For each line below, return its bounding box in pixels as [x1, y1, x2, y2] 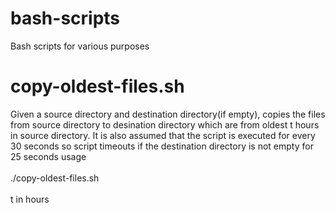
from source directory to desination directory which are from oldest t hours [10, 118, 320, 131]
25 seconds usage [10, 150, 87, 162]
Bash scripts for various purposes [10, 40, 150, 52]
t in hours [10, 193, 50, 205]
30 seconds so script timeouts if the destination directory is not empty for [10, 140, 314, 152]
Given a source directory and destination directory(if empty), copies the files [10, 108, 326, 120]
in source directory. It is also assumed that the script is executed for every [10, 129, 316, 141]
